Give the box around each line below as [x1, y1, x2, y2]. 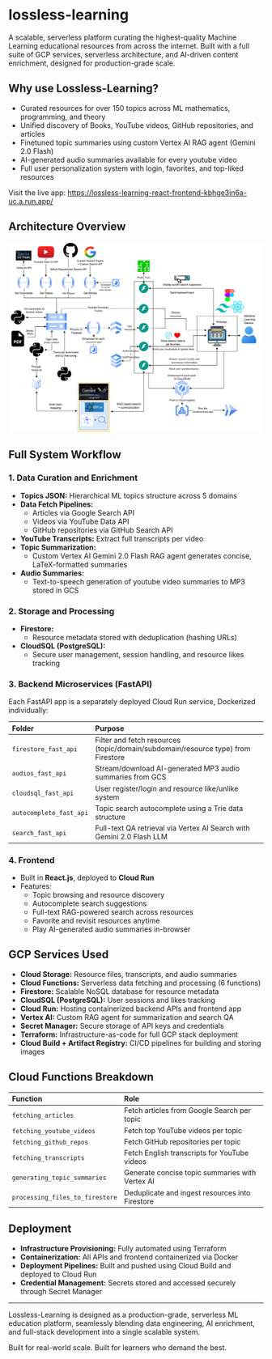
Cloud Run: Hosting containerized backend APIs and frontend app [19, 1004, 242, 1013]
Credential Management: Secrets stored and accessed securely [19, 1277, 236, 1288]
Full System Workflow [8, 448, 121, 462]
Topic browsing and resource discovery [32, 890, 165, 899]
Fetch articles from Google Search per [124, 1106, 251, 1115]
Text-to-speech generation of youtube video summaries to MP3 [32, 576, 245, 586]
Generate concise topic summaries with [124, 1168, 257, 1178]
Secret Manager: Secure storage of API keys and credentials [19, 1021, 224, 1030]
